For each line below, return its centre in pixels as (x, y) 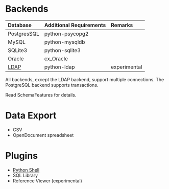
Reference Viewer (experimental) (47, 181)
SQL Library (25, 175)
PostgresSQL (24, 34)
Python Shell (26, 170)
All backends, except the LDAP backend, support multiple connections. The (85, 79)
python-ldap (59, 67)
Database (20, 25)
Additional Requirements (75, 25)
